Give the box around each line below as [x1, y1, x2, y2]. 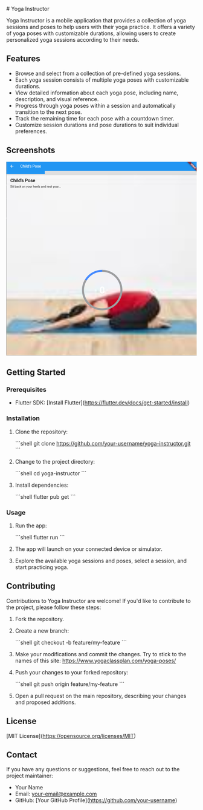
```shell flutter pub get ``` [14, 493, 76, 500]
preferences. [14, 127, 47, 135]
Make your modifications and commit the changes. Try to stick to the [14, 650, 187, 657]
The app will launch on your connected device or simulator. [14, 545, 163, 553]
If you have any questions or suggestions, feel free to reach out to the [6, 766, 180, 773]
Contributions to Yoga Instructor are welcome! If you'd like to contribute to [6, 597, 192, 604]
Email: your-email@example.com [14, 790, 97, 798]
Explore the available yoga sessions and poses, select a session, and [14, 557, 187, 564]
